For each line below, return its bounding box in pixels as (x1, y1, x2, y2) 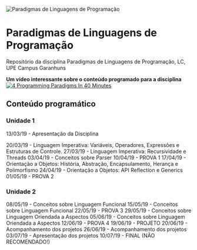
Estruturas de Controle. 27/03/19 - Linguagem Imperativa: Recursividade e (6, 148, 186, 155)
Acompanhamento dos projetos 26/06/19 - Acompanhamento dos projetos (6, 225, 187, 232)
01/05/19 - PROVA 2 (6, 172, 54, 179)
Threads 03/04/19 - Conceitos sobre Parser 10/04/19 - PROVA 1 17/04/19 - (6, 154, 186, 161)
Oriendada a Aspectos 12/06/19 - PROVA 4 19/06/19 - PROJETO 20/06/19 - (6, 219, 188, 226)
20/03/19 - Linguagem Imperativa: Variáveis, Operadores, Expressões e (6, 141, 179, 148)
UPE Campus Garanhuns (6, 64, 66, 71)
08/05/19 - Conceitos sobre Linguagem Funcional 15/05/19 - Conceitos (6, 201, 178, 208)
